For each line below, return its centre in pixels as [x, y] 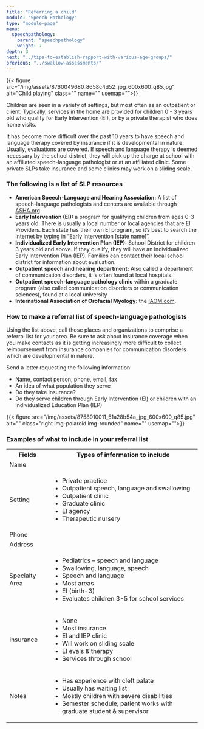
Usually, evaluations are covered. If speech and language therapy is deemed [102, 149]
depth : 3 [17, 52]
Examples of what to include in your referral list [77, 439]
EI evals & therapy [87, 651]
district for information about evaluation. [65, 262]
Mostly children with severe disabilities [117, 696]
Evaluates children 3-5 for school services [123, 599]
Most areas [78, 584]
